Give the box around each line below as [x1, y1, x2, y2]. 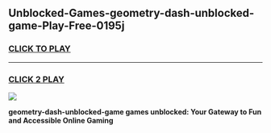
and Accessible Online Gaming [8, 115, 114, 125]
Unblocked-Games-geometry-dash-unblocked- [8, 6, 255, 20]
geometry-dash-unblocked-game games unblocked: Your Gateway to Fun [8, 106, 262, 116]
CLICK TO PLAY [8, 44, 71, 55]
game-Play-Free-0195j [8, 19, 125, 33]
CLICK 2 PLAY [8, 73, 65, 85]
